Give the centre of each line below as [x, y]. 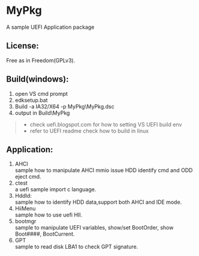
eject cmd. [28, 177]
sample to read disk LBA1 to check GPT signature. [76, 247]
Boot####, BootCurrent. [45, 234]
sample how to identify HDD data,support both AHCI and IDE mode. [98, 202]
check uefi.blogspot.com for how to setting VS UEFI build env [106, 124]
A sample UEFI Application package [50, 27]
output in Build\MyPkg [42, 113]
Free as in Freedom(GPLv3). [41, 60]
